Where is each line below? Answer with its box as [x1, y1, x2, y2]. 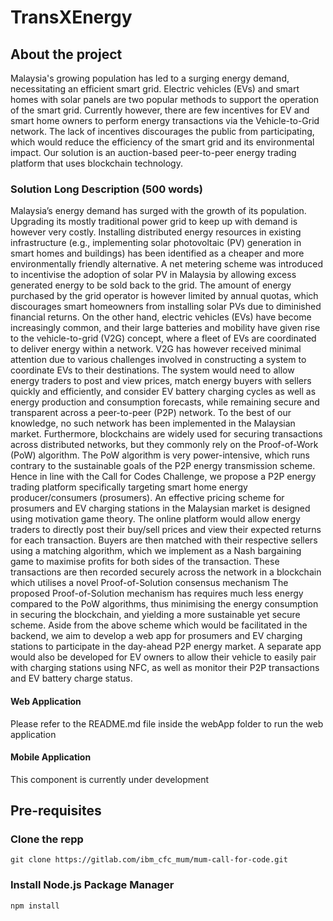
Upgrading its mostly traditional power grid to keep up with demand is [10, 216, 298, 228]
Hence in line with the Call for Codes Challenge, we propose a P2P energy [10, 471, 317, 483]
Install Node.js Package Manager [10, 878, 175, 892]
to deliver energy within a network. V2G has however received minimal [10, 343, 302, 355]
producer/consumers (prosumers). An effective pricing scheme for [10, 492, 285, 504]
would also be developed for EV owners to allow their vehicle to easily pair [10, 651, 317, 663]
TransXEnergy [10, 6, 133, 29]
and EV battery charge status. [10, 672, 133, 685]
